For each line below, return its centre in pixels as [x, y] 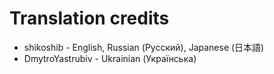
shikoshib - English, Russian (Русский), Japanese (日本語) [144, 47]
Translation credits [89, 18]
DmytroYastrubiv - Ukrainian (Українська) [110, 58]
